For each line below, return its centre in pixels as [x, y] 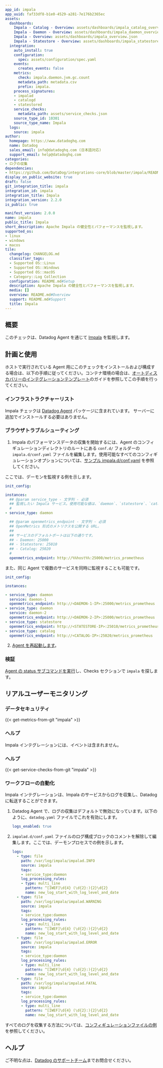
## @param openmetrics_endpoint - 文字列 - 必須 [57, 522]
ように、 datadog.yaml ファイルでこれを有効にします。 [66, 817]
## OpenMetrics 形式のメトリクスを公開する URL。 [55, 526]
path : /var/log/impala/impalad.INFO [58, 861]
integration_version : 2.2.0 [33, 200]
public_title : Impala [27, 222]
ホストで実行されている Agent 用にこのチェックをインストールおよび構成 [78, 367]
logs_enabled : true [32, 827]
